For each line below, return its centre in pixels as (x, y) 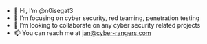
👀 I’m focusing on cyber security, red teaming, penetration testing (107, 18)
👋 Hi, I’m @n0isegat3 (43, 11)
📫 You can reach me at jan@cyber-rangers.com (82, 33)
